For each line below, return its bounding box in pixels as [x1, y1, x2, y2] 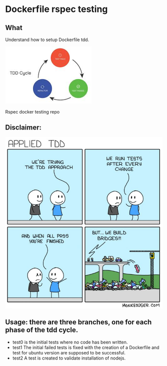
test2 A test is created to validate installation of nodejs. [12, 355, 126, 361]
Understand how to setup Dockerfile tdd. [5, 36, 89, 42]
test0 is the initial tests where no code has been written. [12, 339, 128, 345]
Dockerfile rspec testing [5, 3, 108, 15]
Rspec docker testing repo [5, 109, 60, 114]
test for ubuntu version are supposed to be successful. [12, 349, 126, 355]
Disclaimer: [5, 123, 41, 132]
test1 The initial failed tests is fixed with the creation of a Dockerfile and [12, 344, 159, 350]
